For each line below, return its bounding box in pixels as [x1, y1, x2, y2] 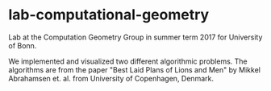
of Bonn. [8, 40, 37, 50]
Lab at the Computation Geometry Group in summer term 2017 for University [8, 32, 263, 42]
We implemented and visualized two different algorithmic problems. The [8, 56, 248, 66]
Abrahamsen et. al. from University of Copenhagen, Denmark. [8, 73, 214, 83]
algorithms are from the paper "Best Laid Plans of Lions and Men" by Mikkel [8, 64, 261, 74]
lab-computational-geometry [8, 6, 210, 24]
